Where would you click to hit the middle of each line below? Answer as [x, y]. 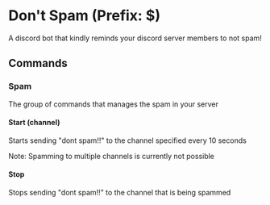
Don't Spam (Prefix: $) [85, 16]
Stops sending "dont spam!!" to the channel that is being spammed [120, 193]
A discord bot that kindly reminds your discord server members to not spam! [135, 38]
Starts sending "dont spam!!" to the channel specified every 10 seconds [128, 140]
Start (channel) [34, 123]
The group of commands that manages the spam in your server [114, 104]
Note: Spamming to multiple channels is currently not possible [112, 156]
